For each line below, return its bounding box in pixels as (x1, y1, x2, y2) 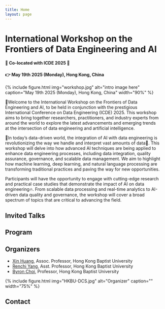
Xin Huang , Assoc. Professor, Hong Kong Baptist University (12, 258, 133, 264)
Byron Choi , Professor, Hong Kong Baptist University (12, 269, 119, 275)
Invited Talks (5, 211, 45, 220)
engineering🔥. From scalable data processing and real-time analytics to (5, 186, 150, 192)
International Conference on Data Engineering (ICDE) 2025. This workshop (5, 109, 157, 116)
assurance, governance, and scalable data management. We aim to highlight (5, 156, 161, 162)
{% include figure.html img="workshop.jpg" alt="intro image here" (5, 84, 140, 90)
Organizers (5, 245, 40, 253)
